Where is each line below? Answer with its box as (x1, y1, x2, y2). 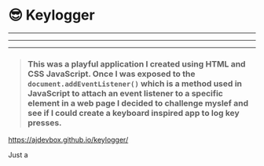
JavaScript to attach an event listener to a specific (27, 88, 224, 99)
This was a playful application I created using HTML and (27, 58, 246, 69)
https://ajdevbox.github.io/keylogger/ (8, 135, 129, 145)
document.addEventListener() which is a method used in (27, 78, 242, 88)
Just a (8, 150, 29, 160)
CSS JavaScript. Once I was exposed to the (27, 68, 196, 79)
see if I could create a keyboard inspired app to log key (27, 107, 240, 118)
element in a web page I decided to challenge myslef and (27, 97, 249, 108)
